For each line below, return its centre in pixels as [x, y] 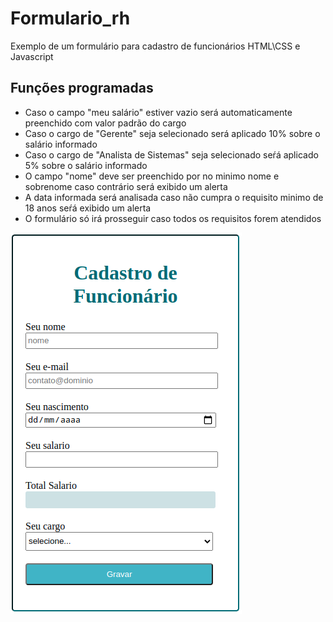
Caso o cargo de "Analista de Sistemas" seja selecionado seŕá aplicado [171, 154]
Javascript [32, 56]
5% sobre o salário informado [86, 165]
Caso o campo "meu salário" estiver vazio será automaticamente [158, 112]
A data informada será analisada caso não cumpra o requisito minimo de [174, 197]
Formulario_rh [70, 18]
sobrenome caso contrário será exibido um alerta [126, 186]
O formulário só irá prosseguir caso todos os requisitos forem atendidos [173, 218]
